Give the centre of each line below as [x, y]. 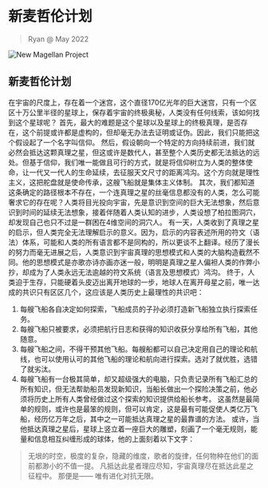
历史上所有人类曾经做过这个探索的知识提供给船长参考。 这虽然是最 [143, 399]
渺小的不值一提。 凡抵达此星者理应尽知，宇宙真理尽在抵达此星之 [148, 466]
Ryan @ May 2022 [58, 39]
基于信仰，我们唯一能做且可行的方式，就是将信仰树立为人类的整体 [137, 162]
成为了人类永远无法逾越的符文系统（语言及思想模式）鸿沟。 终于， [138, 272]
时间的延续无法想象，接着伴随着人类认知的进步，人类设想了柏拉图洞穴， [141, 212]
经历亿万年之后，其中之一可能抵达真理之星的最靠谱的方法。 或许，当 [147, 419]
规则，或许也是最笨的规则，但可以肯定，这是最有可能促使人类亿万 [142, 409]
